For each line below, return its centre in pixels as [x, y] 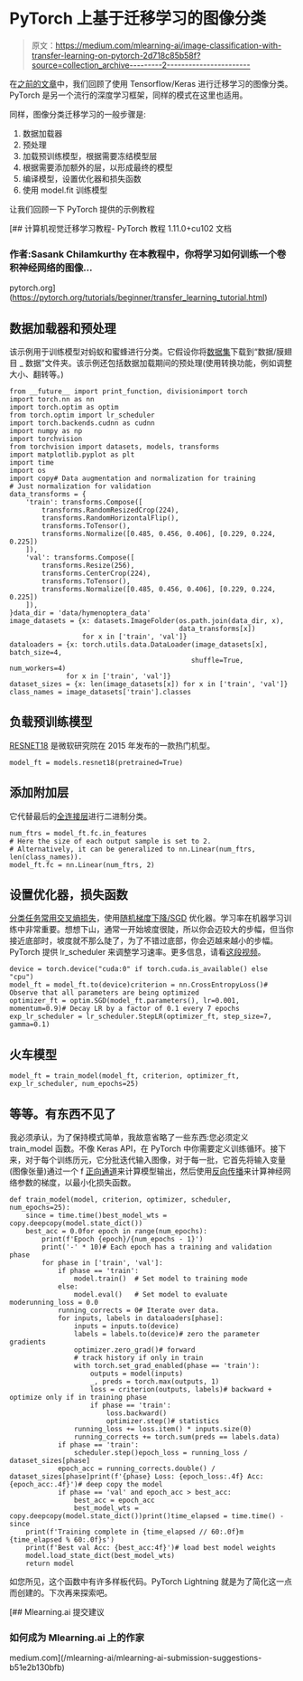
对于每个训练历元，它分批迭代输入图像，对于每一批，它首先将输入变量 [155, 1160]
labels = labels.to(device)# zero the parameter [166, 1335]
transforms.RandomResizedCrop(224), [110, 510]
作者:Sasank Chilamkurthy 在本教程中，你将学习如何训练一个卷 [148, 254]
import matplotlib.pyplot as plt [72, 455]
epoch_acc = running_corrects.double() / [137, 1469]
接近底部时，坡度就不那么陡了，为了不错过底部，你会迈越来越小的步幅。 [143, 940]
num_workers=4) [38, 669]
